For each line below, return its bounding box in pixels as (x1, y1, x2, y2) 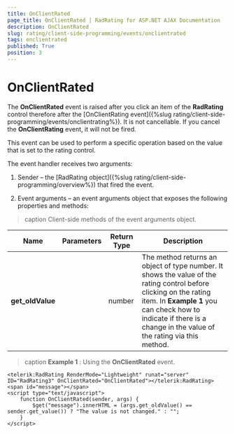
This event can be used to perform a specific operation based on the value (7, 138, 222, 147)
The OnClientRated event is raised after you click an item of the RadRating (7, 102, 224, 111)
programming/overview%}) (17, 180, 97, 189)
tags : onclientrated (7, 36, 68, 43)
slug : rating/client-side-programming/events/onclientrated (7, 29, 187, 37)
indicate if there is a (141, 313, 206, 323)
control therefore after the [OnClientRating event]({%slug (7, 110, 172, 118)
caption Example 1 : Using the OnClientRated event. (24, 358, 176, 366)
